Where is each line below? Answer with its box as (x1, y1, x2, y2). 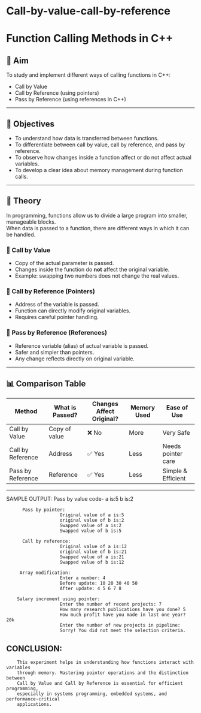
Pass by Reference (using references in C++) (14, 96, 127, 103)
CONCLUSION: (6, 643, 63, 654)
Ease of (166, 403, 188, 411)
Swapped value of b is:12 (59, 559, 124, 565)
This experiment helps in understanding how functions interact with (17, 660, 194, 666)
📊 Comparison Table (6, 379, 86, 389)
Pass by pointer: (22, 507, 66, 513)
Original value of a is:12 (59, 543, 127, 549)
